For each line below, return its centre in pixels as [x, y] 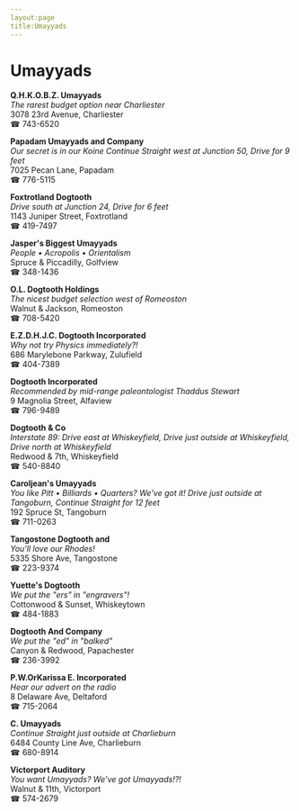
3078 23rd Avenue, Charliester [67, 114]
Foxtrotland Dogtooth [51, 197]
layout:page [32, 18]
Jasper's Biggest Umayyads [64, 243]
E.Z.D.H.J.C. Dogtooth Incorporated [78, 336]
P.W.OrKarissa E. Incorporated [68, 678]
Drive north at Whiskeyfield [61, 447]
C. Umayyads [36, 724]
